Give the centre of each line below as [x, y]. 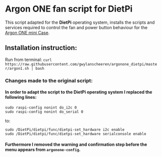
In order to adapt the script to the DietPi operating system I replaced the [79, 92]
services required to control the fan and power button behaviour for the [76, 27]
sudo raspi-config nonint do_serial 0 [44, 112]
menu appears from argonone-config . [43, 150]
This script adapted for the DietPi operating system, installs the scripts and [80, 22]
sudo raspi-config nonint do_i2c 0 [41, 108]
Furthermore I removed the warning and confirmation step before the [76, 144]
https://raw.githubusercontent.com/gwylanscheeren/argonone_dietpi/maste [81, 64]
